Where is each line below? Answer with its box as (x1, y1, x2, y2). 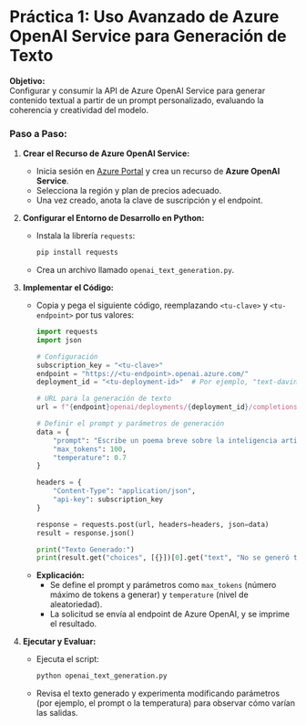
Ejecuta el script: (36, 654, 100, 665)
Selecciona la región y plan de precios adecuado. (36, 185, 222, 196)
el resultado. (49, 618, 97, 629)
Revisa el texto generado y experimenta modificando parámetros (36, 688, 280, 699)
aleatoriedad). (49, 599, 103, 610)
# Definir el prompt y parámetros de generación (36, 419, 225, 428)
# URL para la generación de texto (36, 394, 171, 404)
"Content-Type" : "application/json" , (53, 487, 196, 496)
